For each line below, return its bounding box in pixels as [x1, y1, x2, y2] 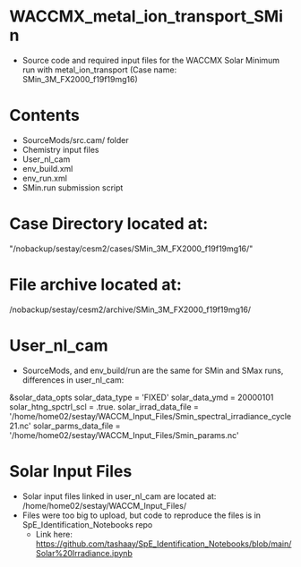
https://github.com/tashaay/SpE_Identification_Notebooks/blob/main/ [35, 538, 292, 549]
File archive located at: [9, 275, 182, 294]
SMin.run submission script [21, 182, 124, 193]
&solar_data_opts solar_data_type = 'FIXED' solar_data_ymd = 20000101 [9, 392, 274, 402]
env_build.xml [21, 163, 73, 173]
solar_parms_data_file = [32, 420, 121, 431]
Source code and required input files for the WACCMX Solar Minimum [21, 55, 280, 65]
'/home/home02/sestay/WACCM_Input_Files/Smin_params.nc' [9, 429, 239, 440]
